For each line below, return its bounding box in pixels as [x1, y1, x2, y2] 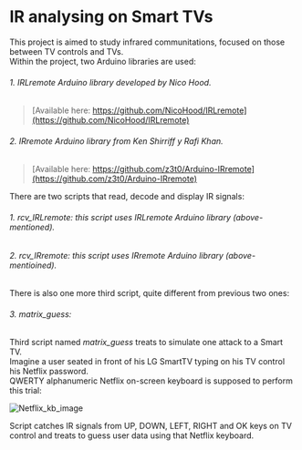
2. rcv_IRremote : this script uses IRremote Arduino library [9, 250, 224, 261]
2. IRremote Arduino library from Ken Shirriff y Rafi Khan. [9, 135, 224, 147]
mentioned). [9, 221, 56, 232]
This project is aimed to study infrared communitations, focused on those [9, 36, 286, 47]
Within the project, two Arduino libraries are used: [9, 56, 196, 66]
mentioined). [9, 260, 57, 271]
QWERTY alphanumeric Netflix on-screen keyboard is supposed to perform [9, 375, 294, 386]
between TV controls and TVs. [9, 46, 124, 56]
